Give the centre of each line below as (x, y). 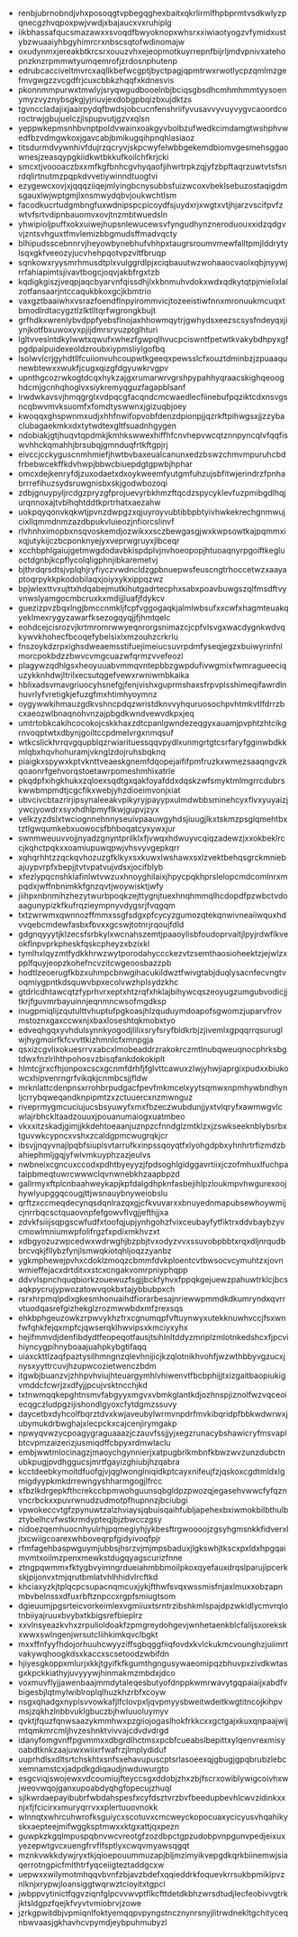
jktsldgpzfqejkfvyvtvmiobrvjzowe (80, 1903)
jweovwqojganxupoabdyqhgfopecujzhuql (95, 1788)
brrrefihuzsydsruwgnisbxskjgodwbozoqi (93, 483)
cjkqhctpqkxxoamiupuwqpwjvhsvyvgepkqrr (99, 847)
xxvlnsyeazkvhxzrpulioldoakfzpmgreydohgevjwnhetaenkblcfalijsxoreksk (153, 1625)
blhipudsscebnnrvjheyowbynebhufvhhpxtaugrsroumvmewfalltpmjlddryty (153, 243)
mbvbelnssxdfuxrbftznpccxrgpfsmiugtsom (97, 1596)
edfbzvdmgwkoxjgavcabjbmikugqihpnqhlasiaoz (106, 138)
